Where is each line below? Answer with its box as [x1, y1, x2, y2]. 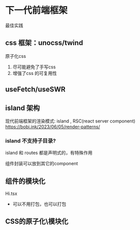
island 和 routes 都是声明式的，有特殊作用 [5, 150, 93, 156]
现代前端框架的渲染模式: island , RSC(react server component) [5, 118, 135, 124]
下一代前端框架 [5, 5, 68, 16]
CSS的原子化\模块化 [5, 217, 68, 226]
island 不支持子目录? [5, 137, 56, 144]
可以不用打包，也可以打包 [12, 201, 66, 207]
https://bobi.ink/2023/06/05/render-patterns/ [5, 124, 100, 130]
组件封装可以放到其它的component [5, 161, 78, 167]
